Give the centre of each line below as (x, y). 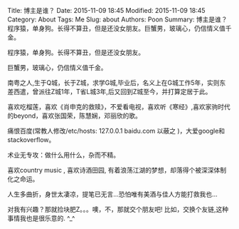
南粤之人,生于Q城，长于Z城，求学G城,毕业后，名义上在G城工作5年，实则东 (117, 83)
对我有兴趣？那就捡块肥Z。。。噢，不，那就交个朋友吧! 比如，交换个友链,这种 (118, 209)
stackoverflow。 (31, 140)
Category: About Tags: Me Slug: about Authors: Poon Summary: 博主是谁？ (117, 19)
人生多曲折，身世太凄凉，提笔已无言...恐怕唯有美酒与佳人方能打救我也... (113, 194)
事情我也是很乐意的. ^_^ (41, 218)
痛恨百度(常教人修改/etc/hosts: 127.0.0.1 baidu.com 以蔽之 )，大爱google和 (116, 131)
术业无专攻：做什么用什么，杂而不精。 (63, 155)
